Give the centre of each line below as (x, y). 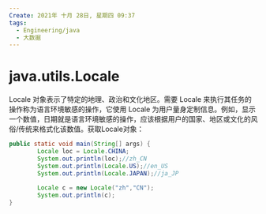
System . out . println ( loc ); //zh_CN (92, 159)
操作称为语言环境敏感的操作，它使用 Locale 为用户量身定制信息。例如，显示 (132, 109)
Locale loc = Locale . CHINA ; (83, 152)
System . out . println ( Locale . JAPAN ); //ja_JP (108, 173)
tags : (18, 23)
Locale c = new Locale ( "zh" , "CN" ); (96, 188)
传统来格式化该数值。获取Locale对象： (81, 129)
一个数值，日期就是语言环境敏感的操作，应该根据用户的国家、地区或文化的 (130, 119)
